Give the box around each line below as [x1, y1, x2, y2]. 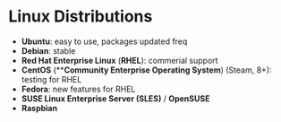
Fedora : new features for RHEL [21, 83, 136, 94]
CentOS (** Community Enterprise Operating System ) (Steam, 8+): [21, 65, 272, 75]
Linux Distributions [8, 6, 153, 27]
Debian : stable [21, 45, 76, 56]
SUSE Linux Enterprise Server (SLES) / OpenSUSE [21, 92, 210, 104]
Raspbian [21, 102, 58, 113]
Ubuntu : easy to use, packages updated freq [21, 36, 188, 47]
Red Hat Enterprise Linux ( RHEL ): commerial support [21, 55, 218, 65]
